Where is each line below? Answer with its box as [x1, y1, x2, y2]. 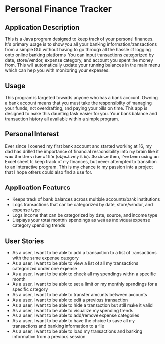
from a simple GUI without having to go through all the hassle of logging [5, 47, 151, 52]
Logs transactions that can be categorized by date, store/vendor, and [12, 202, 153, 208]
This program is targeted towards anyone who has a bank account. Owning [5, 94, 158, 100]
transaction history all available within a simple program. [5, 116, 119, 122]
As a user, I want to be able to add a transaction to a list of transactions [12, 250, 157, 256]
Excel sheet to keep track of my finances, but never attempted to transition [5, 158, 157, 164]
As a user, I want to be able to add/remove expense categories [12, 313, 139, 318]
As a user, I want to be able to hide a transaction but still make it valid [12, 302, 153, 308]
